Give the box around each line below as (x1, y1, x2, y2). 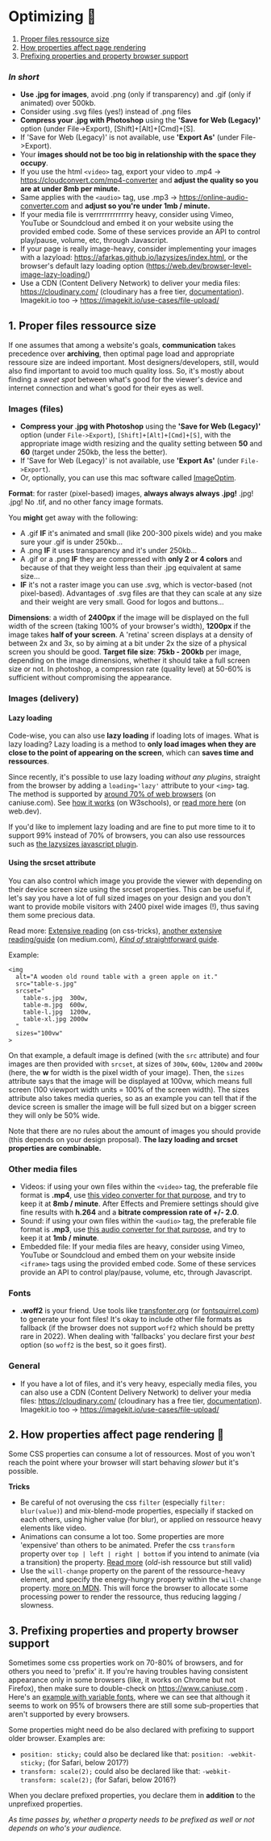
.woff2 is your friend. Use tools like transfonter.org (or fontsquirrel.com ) (19, 1306, 260, 1316)
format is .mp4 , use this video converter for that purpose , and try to (19, 1190, 246, 1199)
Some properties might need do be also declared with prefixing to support (8, 1725, 255, 1734)
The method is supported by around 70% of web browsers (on (8, 789, 216, 799)
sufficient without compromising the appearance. (8, 673, 172, 683)
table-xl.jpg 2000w (23, 1015, 89, 1023)
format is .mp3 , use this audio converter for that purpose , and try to (19, 1224, 246, 1234)
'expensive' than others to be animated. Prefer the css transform (19, 1541, 236, 1550)
